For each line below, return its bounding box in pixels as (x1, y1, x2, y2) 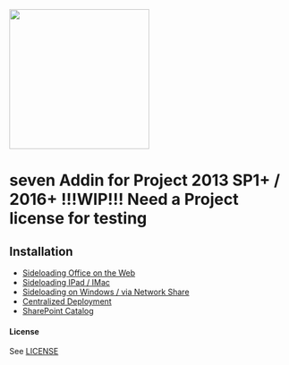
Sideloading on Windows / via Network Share (21, 286, 190, 297)
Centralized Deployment (21, 296, 112, 307)
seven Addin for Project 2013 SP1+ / (9, 170, 280, 191)
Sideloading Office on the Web (21, 267, 136, 278)
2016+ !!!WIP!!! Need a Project (9, 190, 239, 209)
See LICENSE (9, 346, 59, 357)
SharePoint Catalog (21, 306, 94, 316)
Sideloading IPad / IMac (21, 277, 110, 287)
